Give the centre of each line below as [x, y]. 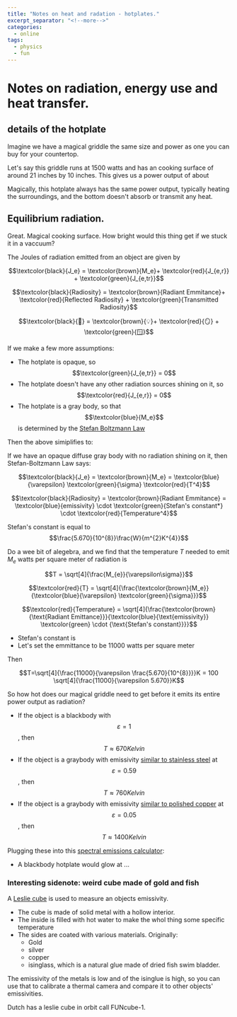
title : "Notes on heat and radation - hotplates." [83, 14]
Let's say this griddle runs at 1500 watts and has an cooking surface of [110, 168]
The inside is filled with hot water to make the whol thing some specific [121, 919]
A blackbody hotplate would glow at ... [73, 865]
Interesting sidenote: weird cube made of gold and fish [103, 883]
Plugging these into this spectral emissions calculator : [86, 851]
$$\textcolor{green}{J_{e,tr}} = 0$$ [124, 373]
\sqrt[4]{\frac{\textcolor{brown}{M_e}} [152, 588]
